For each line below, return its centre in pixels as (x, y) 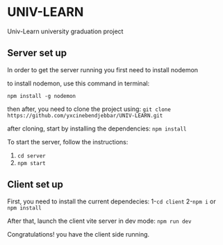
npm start (32, 163)
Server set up (37, 53)
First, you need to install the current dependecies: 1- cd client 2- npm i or (112, 201)
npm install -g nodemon (42, 96)
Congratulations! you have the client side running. (79, 234)
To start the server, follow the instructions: (68, 142)
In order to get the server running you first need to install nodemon (103, 69)
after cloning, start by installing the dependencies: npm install (97, 128)
